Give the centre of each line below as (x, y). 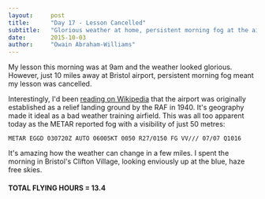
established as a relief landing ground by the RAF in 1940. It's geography (126, 108)
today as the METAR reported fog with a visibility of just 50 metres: (117, 124)
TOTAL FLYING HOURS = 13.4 (57, 188)
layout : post (37, 15)
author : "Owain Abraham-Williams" (72, 45)
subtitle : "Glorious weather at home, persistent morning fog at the (128, 30)
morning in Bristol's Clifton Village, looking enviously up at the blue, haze (127, 161)
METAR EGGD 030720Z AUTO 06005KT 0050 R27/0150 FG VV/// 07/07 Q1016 (125, 138)
